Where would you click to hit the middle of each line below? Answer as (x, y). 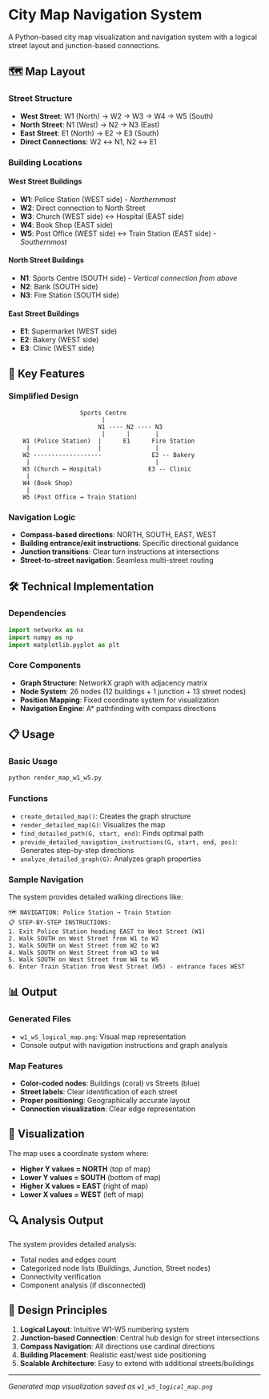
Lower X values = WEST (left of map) (82, 1194)
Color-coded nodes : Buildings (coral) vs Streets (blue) (110, 1083)
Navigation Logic (42, 517)
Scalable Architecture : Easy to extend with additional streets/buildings (137, 1364)
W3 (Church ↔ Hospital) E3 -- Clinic (107, 469)
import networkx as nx (46, 630)
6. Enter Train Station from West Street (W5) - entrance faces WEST (127, 966)
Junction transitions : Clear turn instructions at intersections (119, 552)
